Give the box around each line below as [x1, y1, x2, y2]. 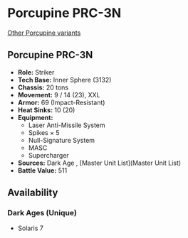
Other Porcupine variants [7, 28, 81, 37]
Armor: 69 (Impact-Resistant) [17, 98, 105, 107]
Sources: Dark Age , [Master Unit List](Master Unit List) [17, 158, 182, 167]
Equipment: [17, 113, 53, 121]
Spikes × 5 [28, 128, 60, 136]
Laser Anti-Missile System [28, 121, 105, 129]
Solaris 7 [17, 224, 44, 232]
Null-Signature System [28, 136, 95, 144]
